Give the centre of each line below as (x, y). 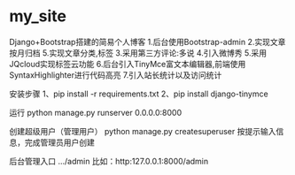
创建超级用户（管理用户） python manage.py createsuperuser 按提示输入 (143, 131)
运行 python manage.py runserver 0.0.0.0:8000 (96, 112)
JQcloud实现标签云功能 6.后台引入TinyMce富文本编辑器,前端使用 (128, 64)
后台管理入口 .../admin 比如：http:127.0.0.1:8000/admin (109, 161)
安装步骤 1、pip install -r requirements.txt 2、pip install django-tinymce (139, 94)
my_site (38, 16)
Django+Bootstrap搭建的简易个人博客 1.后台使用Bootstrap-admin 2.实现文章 (147, 42)
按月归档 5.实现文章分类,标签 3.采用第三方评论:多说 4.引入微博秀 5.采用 (138, 53)
